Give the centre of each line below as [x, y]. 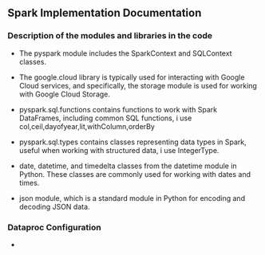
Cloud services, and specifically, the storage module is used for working [138, 85]
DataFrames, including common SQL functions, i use [105, 118]
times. [29, 182]
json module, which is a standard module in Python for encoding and [132, 198]
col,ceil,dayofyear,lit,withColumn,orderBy [87, 126]
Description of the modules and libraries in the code [110, 36]
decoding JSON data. [54, 206]
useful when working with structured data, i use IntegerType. [119, 150]
